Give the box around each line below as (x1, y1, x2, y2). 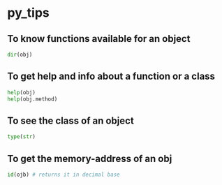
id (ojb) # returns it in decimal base (7, 171, 120, 178)
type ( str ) (7, 133, 36, 140)
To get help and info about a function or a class (7, 71, 215, 82)
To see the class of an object (7, 114, 134, 126)
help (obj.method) (7, 96, 58, 103)
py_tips (7, 5, 50, 21)
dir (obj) (7, 51, 33, 58)
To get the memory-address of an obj (7, 152, 172, 165)
